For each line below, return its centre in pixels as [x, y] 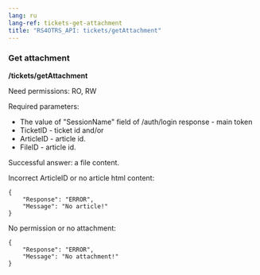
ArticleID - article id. [52, 138]
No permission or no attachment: [62, 228]
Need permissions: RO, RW [52, 91]
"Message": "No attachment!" [71, 256]
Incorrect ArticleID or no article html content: [81, 178]
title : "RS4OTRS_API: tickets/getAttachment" [85, 30]
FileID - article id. [48, 147]
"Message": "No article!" [66, 206]
